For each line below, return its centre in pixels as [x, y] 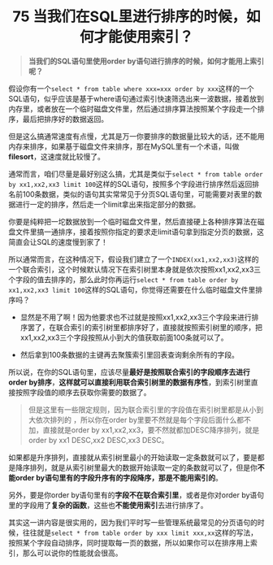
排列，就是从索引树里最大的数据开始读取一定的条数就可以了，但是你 [143, 467]
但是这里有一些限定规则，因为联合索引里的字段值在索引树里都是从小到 [146, 409]
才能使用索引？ [143, 37]
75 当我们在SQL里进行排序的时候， [129, 17]
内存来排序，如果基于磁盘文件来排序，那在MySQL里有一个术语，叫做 [124, 146]
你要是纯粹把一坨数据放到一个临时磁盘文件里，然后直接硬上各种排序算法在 [133, 221]
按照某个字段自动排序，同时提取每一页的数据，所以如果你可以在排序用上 [129, 542]
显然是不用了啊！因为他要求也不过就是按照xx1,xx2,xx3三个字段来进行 [136, 317]
